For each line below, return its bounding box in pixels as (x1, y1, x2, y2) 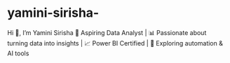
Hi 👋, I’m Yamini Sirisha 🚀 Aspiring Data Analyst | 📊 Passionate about (7, 28, 207, 36)
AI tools (7, 49, 29, 57)
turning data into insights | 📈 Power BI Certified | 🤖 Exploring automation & (7, 38, 223, 47)
